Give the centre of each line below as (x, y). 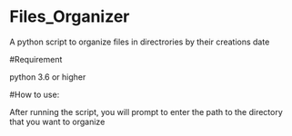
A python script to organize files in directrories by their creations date (140, 42)
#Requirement (36, 59)
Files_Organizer (70, 17)
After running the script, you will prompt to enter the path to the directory (146, 112)
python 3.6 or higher (48, 77)
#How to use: (35, 94)
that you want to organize (57, 121)
